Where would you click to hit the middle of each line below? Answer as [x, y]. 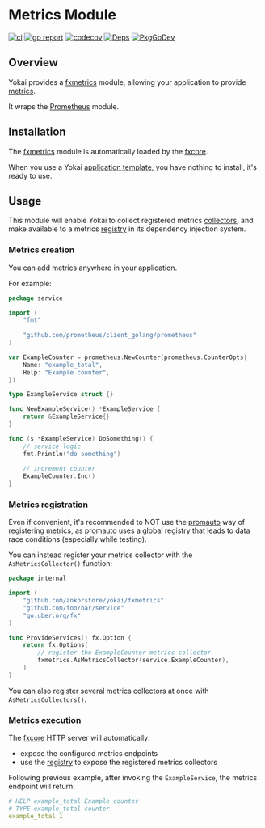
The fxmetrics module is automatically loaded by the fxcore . [108, 151]
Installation [37, 132]
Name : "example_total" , [63, 365]
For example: [30, 283]
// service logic [52, 446]
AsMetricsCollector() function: [61, 564]
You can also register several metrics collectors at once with [109, 691]
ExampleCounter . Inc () [59, 476]
